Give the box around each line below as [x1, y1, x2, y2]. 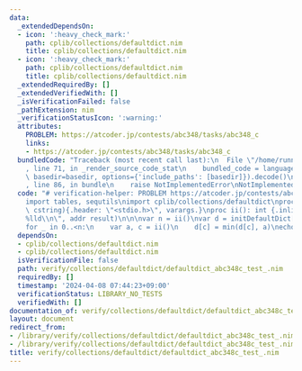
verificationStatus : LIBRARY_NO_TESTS [17, 289, 164, 298]
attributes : [17, 122, 63, 131]
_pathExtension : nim [17, 105, 94, 114]
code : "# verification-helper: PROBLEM [17, 189, 167, 198]
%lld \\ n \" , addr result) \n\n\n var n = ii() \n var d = [25, 213, 227, 223]
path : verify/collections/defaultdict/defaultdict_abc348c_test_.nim [17, 265, 283, 274]
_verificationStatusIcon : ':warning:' [17, 113, 164, 122]
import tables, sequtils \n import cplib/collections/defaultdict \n [25, 197, 280, 207]
